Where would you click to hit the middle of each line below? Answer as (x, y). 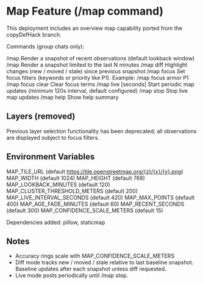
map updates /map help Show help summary (62, 97)
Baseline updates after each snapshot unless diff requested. (91, 269)
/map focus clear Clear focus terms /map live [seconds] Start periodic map (101, 84)
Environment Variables (51, 157)
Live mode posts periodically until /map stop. (72, 275)
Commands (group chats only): (45, 46)
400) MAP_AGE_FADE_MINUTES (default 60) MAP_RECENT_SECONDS (95, 204)
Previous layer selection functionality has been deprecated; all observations (101, 131)
